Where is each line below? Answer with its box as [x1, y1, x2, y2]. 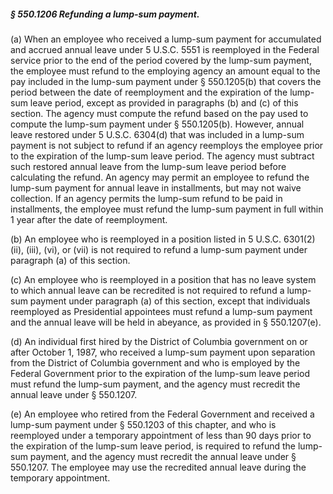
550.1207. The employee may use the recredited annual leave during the [10, 461, 307, 473]
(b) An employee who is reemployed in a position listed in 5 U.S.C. [10, 233, 282, 245]
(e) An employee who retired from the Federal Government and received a [10, 408, 315, 420]
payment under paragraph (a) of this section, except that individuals [29, 295, 311, 307]
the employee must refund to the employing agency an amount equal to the [10, 65, 321, 77]
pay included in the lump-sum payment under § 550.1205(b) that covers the [10, 75, 322, 87]
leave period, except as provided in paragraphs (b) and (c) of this [29, 96, 299, 109]
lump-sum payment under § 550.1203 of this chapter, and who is [10, 418, 277, 430]
